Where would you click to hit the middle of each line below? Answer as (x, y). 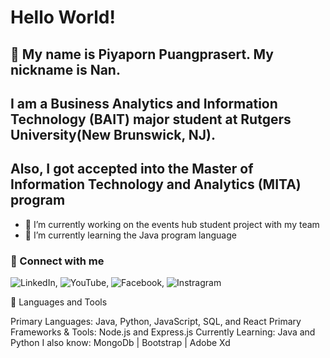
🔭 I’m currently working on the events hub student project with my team (172, 224)
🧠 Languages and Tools (59, 302)
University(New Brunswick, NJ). (113, 134)
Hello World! (63, 17)
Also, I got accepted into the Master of (132, 169)
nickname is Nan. (65, 69)
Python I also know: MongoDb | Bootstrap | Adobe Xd (120, 343)
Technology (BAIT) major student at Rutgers (151, 119)
